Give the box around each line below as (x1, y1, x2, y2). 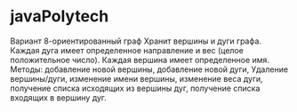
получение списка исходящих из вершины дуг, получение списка (10, 83, 261, 93)
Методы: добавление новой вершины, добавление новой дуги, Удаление (10, 64, 288, 75)
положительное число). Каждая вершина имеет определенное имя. (10, 54, 270, 65)
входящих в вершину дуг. (10, 92, 108, 103)
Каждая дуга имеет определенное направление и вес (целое (10, 44, 244, 55)
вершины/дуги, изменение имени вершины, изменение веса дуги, (10, 73, 263, 84)
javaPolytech (10, 6, 109, 27)
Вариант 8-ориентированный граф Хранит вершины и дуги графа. (10, 36, 261, 46)
